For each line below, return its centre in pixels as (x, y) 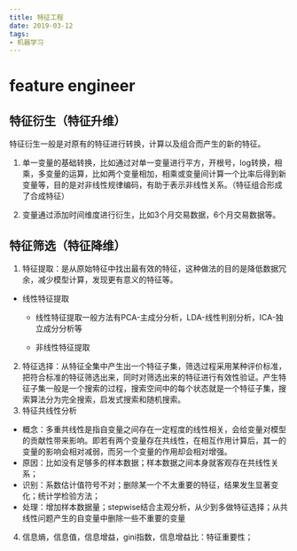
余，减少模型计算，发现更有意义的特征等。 (100, 279)
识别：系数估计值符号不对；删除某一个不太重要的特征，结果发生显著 (146, 485)
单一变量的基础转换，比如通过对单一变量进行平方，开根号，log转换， (148, 163)
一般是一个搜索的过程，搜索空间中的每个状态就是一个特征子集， (162, 389)
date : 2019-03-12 (41, 26)
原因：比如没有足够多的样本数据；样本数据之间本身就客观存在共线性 (146, 463)
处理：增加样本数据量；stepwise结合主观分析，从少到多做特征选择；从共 (155, 508)
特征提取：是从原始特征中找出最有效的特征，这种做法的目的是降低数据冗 (154, 269)
